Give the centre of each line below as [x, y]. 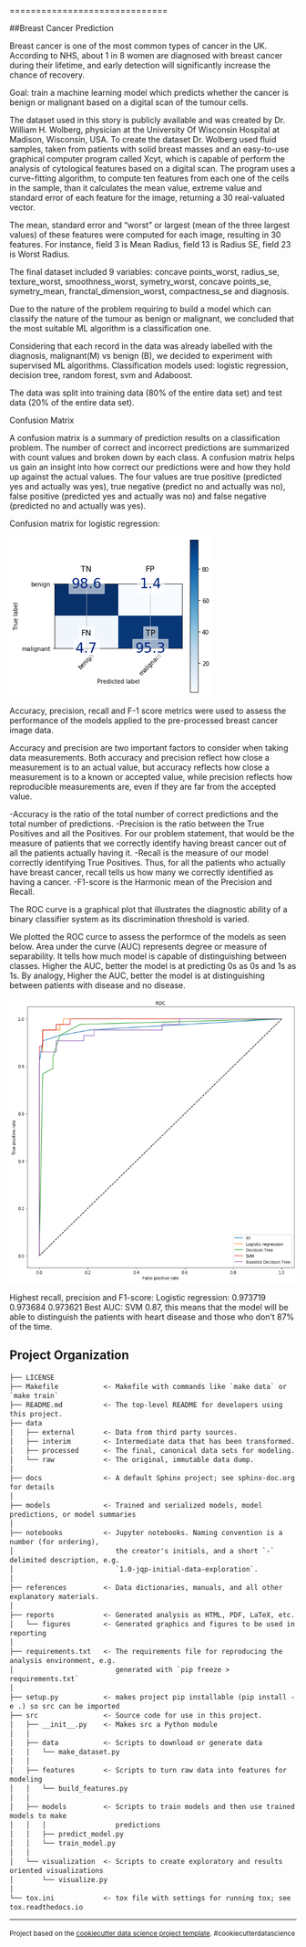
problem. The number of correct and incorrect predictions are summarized [149, 447]
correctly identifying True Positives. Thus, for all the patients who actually [148, 863]
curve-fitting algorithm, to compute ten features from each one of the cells [149, 178]
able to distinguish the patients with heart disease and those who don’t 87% [152, 1317]
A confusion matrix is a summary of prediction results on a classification [145, 438]
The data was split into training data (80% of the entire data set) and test [146, 393]
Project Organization [69, 1356]
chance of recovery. [47, 75]
